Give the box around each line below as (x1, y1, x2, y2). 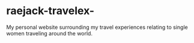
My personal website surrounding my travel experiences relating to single (6, 24, 188, 31)
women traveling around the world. (6, 29, 93, 37)
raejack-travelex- (6, 4, 95, 18)
